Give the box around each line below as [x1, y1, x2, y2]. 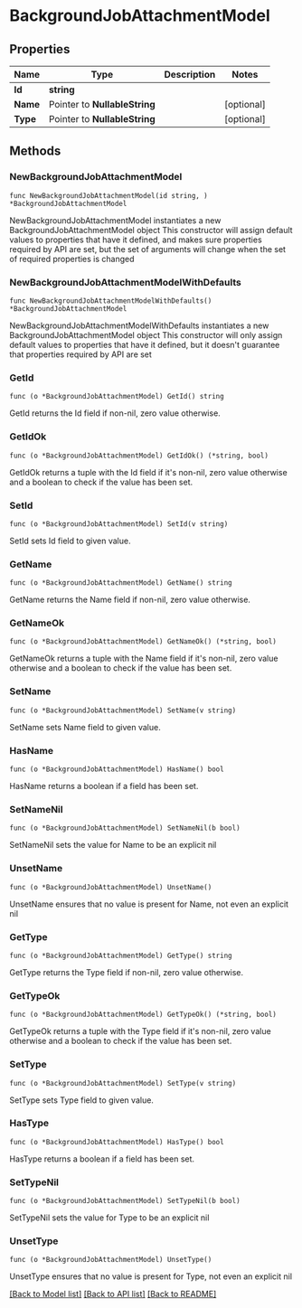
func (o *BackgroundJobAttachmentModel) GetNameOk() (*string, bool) [9, 637, 278, 646]
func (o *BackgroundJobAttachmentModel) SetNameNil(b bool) [9, 823, 241, 833]
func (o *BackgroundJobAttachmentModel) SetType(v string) [9, 1078, 237, 1087]
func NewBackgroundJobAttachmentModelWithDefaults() [9, 296, 212, 306]
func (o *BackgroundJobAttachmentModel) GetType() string [9, 951, 232, 960]
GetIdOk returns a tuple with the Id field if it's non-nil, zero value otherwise [9, 466, 288, 477]
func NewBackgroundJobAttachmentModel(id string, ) [9, 191, 208, 200]
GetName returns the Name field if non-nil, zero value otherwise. [9, 594, 251, 606]
